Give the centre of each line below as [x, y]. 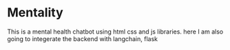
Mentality [35, 13]
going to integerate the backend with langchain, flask [83, 38]
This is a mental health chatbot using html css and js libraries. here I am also [115, 32]
